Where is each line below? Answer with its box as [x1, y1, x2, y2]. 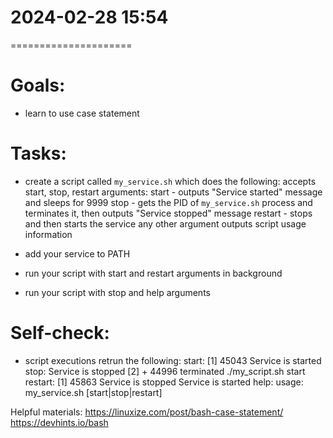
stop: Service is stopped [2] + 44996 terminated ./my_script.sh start [24, 365, 306, 377]
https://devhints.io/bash [10, 416, 109, 428]
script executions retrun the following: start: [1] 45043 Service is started [24, 354, 322, 366]
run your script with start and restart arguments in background [24, 267, 283, 279]
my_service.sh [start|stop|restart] [24, 386, 163, 398]
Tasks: [10, 142, 67, 165]
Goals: [10, 74, 66, 97]
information [24, 228, 73, 240]
